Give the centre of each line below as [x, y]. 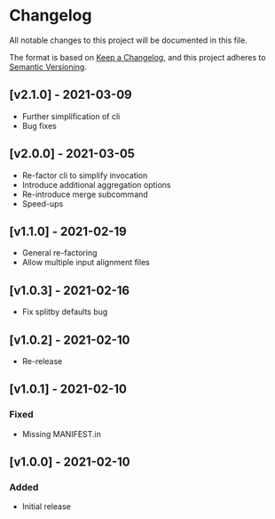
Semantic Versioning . [48, 67]
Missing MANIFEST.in [62, 434]
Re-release [42, 361]
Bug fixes [39, 126]
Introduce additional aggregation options [96, 184]
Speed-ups [43, 203]
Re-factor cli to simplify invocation [85, 175]
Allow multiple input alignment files [86, 263]
